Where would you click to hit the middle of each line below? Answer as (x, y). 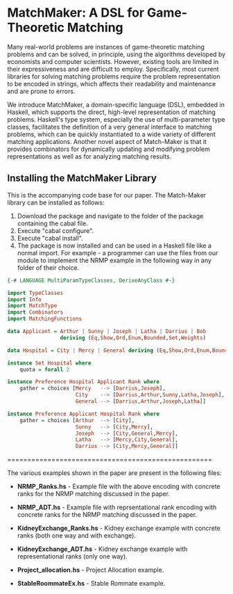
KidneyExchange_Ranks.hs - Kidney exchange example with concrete (119, 528)
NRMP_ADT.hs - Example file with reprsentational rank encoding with (117, 507)
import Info (24, 299)
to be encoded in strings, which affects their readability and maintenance (112, 83)
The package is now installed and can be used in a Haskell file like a (114, 246)
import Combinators (35, 312)
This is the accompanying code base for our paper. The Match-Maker (107, 195)
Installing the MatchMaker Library (82, 178)
